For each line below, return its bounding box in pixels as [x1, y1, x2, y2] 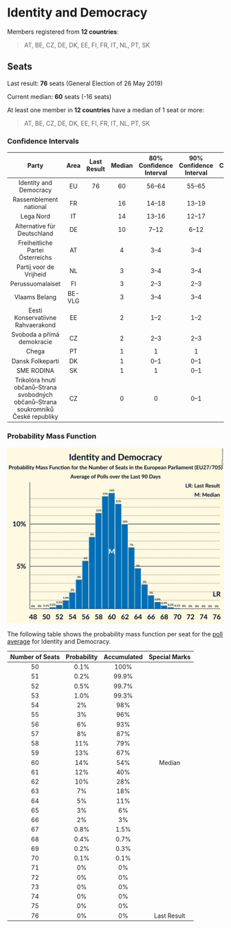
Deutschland [17, 229, 54, 237]
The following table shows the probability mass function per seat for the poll [7, 630, 223, 638]
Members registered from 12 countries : [7, 28, 119, 36]
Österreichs [19, 253, 52, 261]
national [23, 203, 47, 211]
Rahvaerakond [14, 321, 56, 329]
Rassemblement [12, 195, 58, 204]
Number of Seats [10, 652, 60, 661]
